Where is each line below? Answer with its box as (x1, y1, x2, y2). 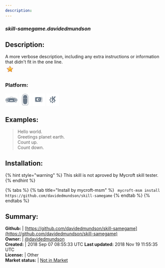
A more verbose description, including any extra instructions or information (5, 54, 160, 60)
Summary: (5, 212, 38, 221)
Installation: (5, 159, 43, 167)
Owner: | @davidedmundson (5, 236, 65, 242)
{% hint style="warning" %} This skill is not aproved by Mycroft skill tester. (5, 172, 159, 178)
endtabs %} (5, 198, 30, 204)
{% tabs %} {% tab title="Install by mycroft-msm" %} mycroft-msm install (5, 187, 161, 193)
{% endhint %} (5, 177, 36, 184)
